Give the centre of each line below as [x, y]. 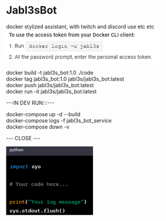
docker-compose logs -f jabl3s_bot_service [59, 120]
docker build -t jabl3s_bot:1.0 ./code [50, 72]
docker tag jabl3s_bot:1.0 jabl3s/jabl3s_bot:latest [65, 79]
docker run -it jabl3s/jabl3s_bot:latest [52, 91]
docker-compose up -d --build [43, 114]
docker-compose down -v [38, 127]
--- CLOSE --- [23, 138]
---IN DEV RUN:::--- [30, 103]
